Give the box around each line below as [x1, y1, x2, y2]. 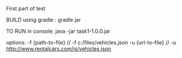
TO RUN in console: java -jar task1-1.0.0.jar [6, 28, 111, 35]
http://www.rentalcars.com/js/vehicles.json [6, 45, 111, 52]
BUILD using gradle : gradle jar [6, 16, 81, 23]
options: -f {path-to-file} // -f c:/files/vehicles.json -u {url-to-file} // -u [6, 39, 177, 46]
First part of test [6, 5, 46, 12]
